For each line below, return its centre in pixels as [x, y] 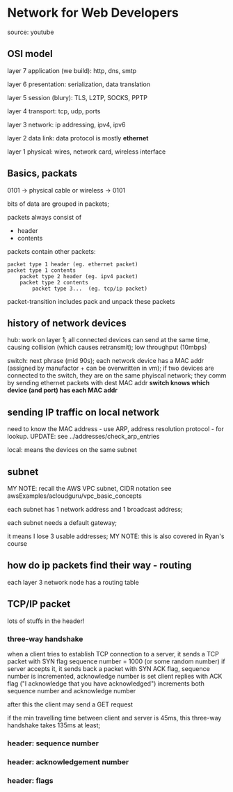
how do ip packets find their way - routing [99, 566]
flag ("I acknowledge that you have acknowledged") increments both [106, 684]
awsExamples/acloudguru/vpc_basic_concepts [75, 496]
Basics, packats [42, 173]
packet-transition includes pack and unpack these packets [91, 301]
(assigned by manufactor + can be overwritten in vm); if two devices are [111, 368]
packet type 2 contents [54, 282]
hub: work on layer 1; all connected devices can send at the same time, [109, 340]
